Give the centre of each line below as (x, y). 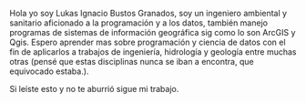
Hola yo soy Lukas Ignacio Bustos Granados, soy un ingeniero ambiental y (148, 13)
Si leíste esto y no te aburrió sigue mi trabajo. (94, 89)
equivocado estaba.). (49, 71)
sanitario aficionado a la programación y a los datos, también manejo (139, 23)
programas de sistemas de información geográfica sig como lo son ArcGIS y (153, 32)
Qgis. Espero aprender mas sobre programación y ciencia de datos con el (148, 42)
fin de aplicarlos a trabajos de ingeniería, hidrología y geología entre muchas (153, 52)
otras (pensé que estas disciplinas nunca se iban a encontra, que (132, 62)
